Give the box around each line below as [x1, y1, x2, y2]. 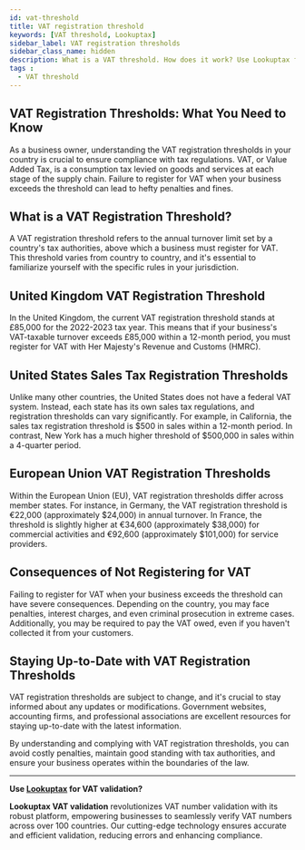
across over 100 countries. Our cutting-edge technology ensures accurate [9, 820, 288, 831]
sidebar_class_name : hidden [9, 47, 116, 56]
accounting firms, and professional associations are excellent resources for [9, 711, 291, 722]
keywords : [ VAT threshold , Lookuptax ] [9, 30, 156, 39]
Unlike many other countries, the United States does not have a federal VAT [9, 392, 292, 402]
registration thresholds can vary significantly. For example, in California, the [9, 411, 292, 422]
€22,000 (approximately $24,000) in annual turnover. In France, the [9, 509, 262, 520]
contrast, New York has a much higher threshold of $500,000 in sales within [9, 430, 295, 441]
